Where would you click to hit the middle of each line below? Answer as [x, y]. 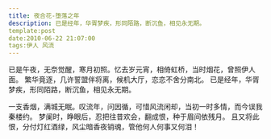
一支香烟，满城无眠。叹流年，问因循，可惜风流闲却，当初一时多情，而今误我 [135, 107]
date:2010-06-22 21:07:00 [52, 38]
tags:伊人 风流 [31, 46]
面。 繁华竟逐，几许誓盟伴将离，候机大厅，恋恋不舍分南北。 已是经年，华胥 [134, 80]
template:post [32, 31]
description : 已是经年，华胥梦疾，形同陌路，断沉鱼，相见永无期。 [107, 23]
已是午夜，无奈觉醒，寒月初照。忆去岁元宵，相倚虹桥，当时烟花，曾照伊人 [132, 70]
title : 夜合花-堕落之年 [44, 16]
